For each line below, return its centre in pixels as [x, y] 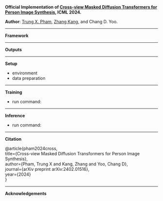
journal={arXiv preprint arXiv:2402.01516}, [47, 169]
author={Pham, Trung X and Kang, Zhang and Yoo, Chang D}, [66, 164]
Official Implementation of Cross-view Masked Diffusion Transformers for [81, 7]
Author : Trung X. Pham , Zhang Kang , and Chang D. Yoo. [61, 22]
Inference [15, 116]
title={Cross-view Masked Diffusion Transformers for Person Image [72, 154]
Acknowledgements [26, 193]
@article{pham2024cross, [31, 148]
